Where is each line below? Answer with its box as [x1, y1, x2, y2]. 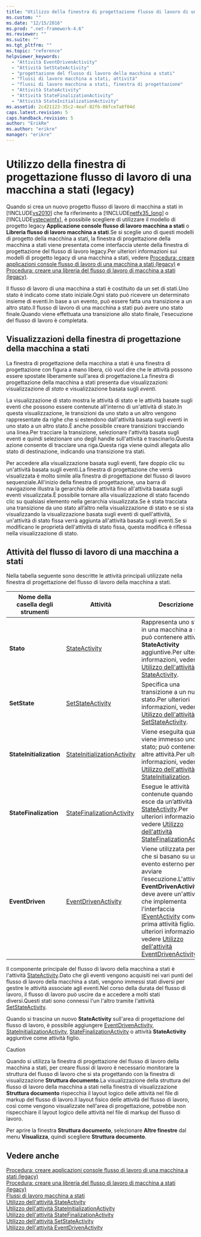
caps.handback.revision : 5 [6, 115, 74, 121]
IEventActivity [141, 913, 181, 921]
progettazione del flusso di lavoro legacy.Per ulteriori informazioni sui [6, 248, 178, 255]
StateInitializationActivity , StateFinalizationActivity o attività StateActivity [6, 1028, 187, 1035]
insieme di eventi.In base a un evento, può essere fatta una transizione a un [6, 297, 193, 305]
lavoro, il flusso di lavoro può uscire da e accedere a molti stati [6, 991, 160, 998]
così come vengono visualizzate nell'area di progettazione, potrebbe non [6, 1102, 186, 1110]
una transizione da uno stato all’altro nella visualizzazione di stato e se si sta [6, 504, 194, 511]
